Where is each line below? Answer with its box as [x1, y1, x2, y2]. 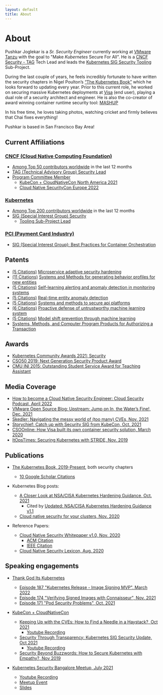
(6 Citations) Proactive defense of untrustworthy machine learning [12, 305, 145, 311]
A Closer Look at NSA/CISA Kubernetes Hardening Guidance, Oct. [19, 492, 152, 498]
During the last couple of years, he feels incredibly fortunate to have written [5, 74, 157, 80]
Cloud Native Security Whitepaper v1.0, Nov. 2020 [19, 532, 121, 538]
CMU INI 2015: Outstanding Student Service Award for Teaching [12, 363, 141, 369]
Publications [5, 451, 44, 460]
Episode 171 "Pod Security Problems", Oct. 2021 [19, 600, 115, 606]
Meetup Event [19, 679, 48, 685]
